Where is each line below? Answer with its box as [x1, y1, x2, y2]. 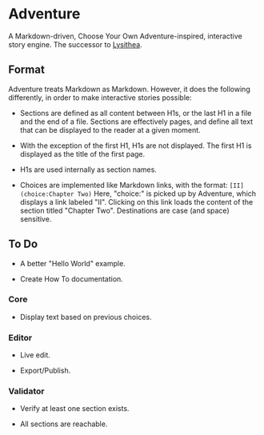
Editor [8, 332, 33, 343]
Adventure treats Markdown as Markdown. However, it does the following [8, 84, 250, 94]
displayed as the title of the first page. [19, 149, 146, 158]
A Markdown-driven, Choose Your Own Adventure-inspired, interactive [8, 31, 242, 41]
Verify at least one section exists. [19, 404, 130, 413]
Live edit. [19, 350, 50, 360]
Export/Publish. [19, 365, 71, 376]
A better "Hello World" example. [19, 258, 126, 268]
